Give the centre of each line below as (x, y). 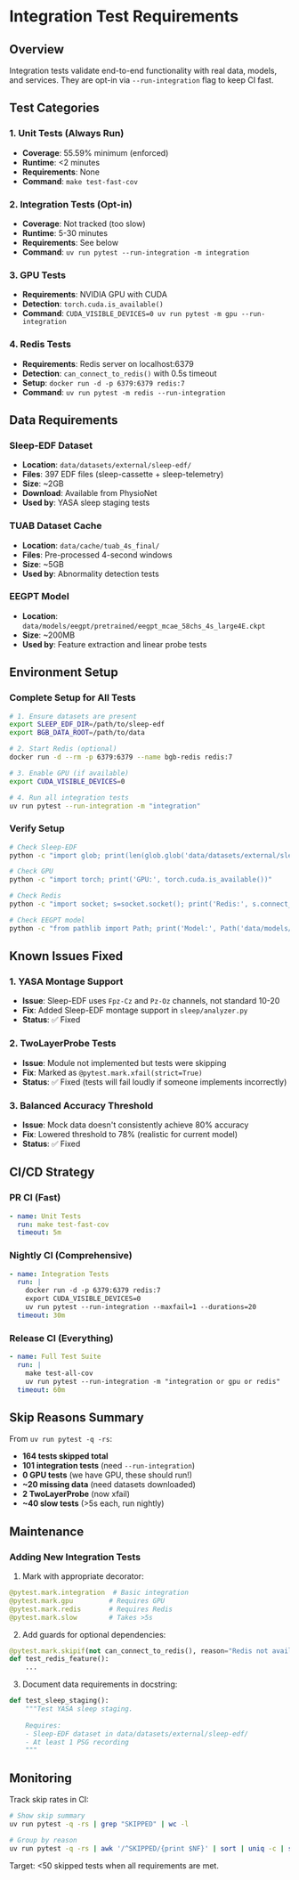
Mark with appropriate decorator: (83, 1576)
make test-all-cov (59, 1373)
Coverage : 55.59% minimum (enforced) (95, 152)
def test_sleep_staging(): (59, 1701)
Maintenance (47, 1531)
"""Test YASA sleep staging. (79, 1709)
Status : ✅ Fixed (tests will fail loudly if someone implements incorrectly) (154, 1082)
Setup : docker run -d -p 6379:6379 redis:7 (103, 383)
